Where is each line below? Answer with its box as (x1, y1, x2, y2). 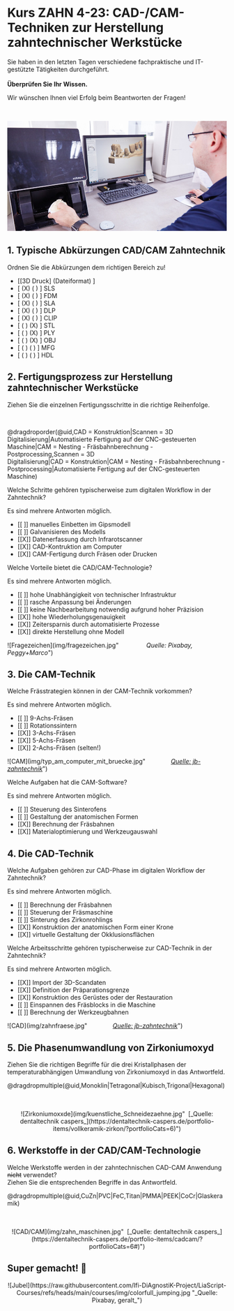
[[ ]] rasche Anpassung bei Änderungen (17, 598, 132, 606)
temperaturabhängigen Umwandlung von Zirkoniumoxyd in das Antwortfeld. (7, 1068, 225, 1076)
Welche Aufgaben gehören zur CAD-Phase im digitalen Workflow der (7, 866, 205, 875)
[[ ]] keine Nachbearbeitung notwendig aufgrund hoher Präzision (17, 605, 204, 614)
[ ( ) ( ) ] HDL (17, 350, 54, 359)
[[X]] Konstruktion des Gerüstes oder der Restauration (17, 993, 173, 1002)
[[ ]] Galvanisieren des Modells (17, 527, 106, 535)
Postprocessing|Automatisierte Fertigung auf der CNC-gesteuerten (7, 464, 201, 473)
